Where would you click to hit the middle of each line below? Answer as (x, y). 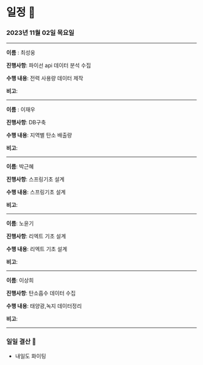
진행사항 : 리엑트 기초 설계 (36, 236)
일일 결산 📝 (21, 341)
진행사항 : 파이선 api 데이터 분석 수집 (49, 65)
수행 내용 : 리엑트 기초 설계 (37, 249)
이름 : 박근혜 (20, 167)
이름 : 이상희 (20, 281)
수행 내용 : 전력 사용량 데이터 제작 (45, 78)
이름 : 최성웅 (21, 52)
